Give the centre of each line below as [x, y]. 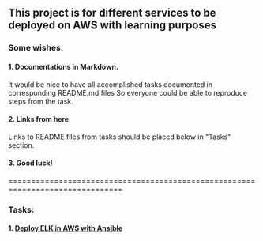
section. [21, 145]
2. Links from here [39, 119]
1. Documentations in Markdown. [64, 66]
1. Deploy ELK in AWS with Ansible [66, 228]
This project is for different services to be [112, 13]
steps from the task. [41, 101]
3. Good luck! [30, 163]
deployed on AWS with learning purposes [113, 26]
